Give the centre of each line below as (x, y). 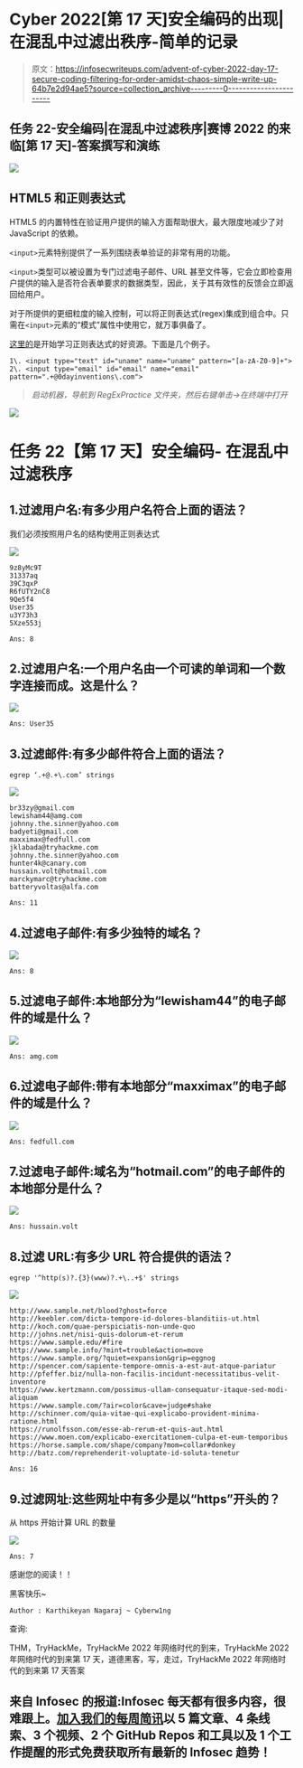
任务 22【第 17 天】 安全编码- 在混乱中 (149, 451)
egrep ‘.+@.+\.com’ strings (62, 776)
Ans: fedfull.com (42, 1142)
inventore (28, 1382)
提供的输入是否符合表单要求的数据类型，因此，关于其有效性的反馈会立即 (151, 283)
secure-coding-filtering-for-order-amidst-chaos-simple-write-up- (154, 79)
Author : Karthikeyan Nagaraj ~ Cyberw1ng (90, 1611)
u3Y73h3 (24, 615)
